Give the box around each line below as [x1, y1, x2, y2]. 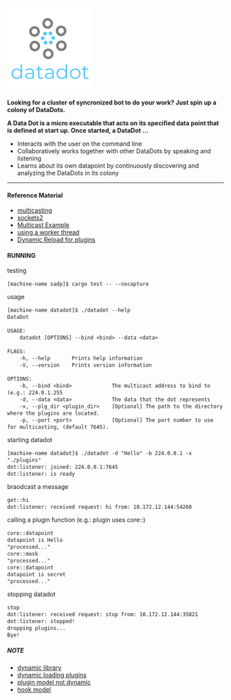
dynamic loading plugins [16, 671, 87, 679]
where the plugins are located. [7, 410, 100, 417]
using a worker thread [16, 228, 80, 237]
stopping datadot [7, 590, 56, 598]
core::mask [7, 551, 38, 558]
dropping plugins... [7, 625, 67, 632]
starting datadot [7, 436, 53, 444]
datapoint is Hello [7, 537, 63, 544]
